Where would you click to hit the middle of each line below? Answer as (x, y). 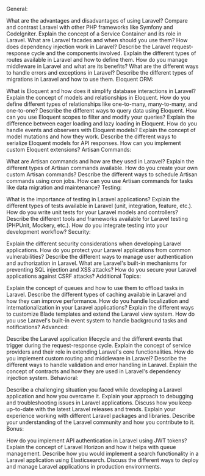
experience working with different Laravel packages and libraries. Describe (101, 416)
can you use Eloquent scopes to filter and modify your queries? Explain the (101, 117)
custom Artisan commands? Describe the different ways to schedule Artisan (102, 174)
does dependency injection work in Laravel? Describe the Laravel (88, 46)
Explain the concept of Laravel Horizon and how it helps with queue (91, 447)
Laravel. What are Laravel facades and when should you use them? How (97, 40)
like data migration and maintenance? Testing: (64, 187)
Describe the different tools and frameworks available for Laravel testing (97, 219)
